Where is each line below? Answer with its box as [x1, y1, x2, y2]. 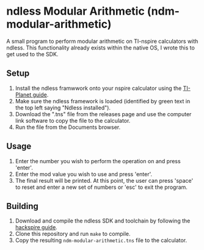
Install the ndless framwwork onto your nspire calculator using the [15, 84, 182, 92]
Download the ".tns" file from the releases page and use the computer [15, 110, 192, 117]
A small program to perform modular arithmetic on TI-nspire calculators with [6, 37, 199, 45]
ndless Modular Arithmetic [6, 4, 145, 18]
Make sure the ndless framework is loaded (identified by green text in [15, 97, 191, 105]
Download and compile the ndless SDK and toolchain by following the [15, 217, 191, 224]
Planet [15, 90, 32, 98]
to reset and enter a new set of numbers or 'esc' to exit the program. [15, 183, 188, 191]
